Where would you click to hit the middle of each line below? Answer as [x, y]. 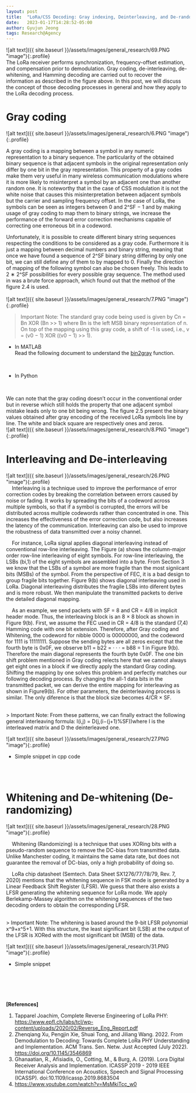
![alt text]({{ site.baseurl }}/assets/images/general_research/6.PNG [86, 134]
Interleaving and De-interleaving [87, 460]
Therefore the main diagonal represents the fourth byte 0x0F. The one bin [95, 654]
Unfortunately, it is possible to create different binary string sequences [91, 237]
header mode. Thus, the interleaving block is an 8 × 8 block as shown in [93, 616]
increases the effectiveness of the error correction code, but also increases [97, 519]
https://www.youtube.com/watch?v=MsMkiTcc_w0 [76, 1084]
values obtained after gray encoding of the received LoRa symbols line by [94, 417]
